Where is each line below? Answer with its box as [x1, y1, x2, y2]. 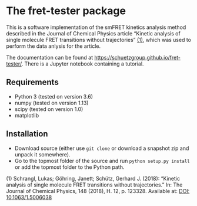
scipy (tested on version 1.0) [14, 105, 84, 113]
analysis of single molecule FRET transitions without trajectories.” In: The [6, 181, 183, 188]
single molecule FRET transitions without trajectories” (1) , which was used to [6, 36, 192, 43]
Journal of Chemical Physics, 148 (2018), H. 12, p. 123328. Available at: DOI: [6, 187, 190, 194]
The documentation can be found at [6, 54, 93, 61]
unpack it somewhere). [14, 151, 71, 158]
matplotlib [14, 112, 39, 119]
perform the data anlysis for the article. [6, 42, 101, 50]
